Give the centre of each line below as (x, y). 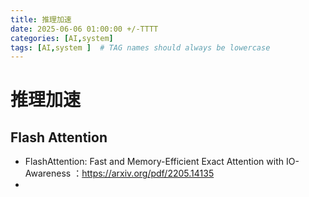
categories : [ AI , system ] (62, 38)
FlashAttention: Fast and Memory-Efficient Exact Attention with (154, 162)
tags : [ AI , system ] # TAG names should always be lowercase (140, 47)
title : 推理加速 (41, 19)
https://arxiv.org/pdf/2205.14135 (148, 173)
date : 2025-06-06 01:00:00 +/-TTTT (84, 29)
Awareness (48, 173)
